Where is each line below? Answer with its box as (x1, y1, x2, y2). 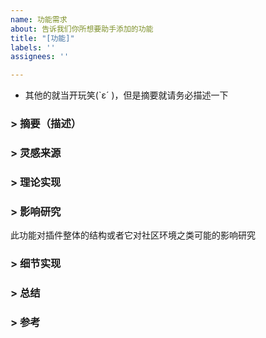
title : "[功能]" (10, 33, 75, 43)
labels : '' (10, 42, 56, 53)
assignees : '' (10, 52, 70, 62)
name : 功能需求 (10, 14, 68, 25)
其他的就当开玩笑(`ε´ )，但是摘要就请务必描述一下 (24, 89, 229, 101)
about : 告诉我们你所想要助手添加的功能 (10, 24, 154, 34)
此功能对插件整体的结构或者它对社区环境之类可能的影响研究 (10, 229, 256, 241)
